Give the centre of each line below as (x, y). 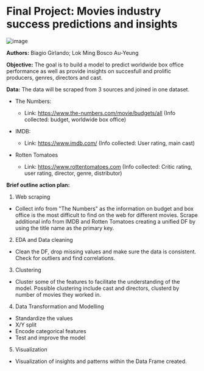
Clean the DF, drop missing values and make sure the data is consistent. (106, 252)
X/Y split (26, 325)
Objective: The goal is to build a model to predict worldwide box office (95, 65)
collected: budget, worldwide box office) (75, 119)
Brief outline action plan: (38, 185)
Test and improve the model (50, 337)
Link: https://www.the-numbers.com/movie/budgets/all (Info (100, 113)
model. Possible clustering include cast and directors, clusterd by (97, 288)
